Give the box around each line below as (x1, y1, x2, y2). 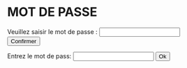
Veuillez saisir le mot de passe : (7, 27, 98, 35)
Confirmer (10, 37, 37, 45)
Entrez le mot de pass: (7, 51, 72, 60)
